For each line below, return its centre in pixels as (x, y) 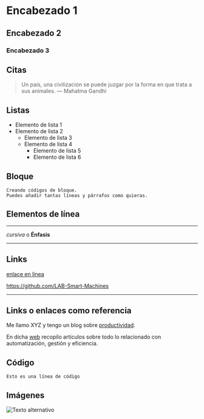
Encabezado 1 (42, 11)
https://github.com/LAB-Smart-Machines (58, 286)
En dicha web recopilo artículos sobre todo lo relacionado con (84, 337)
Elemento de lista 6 (57, 157)
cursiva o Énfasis (28, 234)
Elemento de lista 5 (57, 151)
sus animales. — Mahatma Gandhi (64, 91)
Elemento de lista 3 (48, 138)
